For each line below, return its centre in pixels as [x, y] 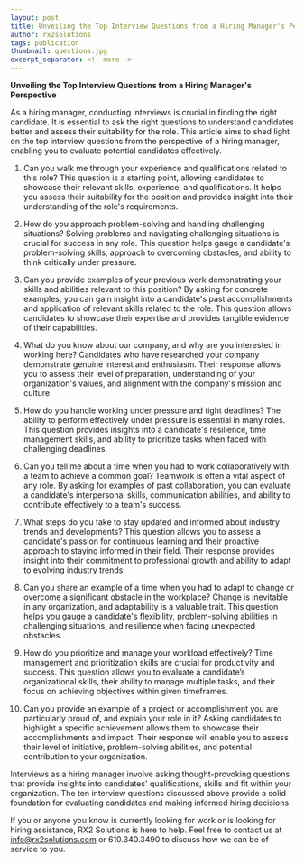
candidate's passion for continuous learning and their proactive [141, 541]
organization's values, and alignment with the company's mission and [152, 383]
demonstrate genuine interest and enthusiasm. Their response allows [152, 364]
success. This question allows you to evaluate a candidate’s [134, 672]
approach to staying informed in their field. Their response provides [149, 551]
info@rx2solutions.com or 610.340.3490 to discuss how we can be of [139, 839]
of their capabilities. [60, 327]
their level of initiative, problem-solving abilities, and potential [137, 747]
